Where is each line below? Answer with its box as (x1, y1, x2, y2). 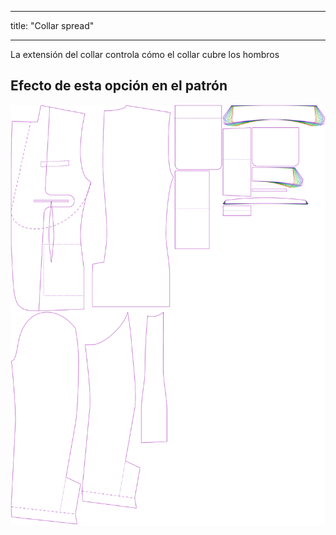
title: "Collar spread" (10, 20, 95, 31)
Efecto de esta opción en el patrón (10, 77, 228, 95)
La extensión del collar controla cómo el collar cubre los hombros (10, 49, 280, 60)
